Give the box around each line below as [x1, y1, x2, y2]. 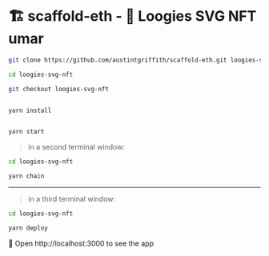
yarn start [8, 128, 45, 136]
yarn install [8, 106, 52, 114]
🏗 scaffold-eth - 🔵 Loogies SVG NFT [8, 7, 257, 26]
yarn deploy [8, 224, 48, 232]
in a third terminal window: [27, 194, 116, 204]
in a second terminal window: [27, 142, 126, 152]
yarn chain [8, 172, 45, 181]
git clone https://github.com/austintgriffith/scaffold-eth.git [8, 56, 227, 64]
